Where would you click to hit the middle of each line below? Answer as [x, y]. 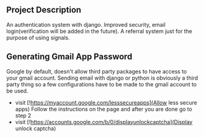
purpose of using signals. [38, 37]
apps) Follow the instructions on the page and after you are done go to [104, 109]
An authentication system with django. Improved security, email [86, 24]
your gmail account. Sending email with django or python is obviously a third [102, 78]
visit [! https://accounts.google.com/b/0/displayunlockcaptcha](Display [104, 122]
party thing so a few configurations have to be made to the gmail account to [101, 84]
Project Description [44, 10]
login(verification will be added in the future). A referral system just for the [99, 31]
